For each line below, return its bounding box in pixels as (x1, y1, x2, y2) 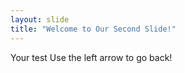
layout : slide (10, 14, 70, 25)
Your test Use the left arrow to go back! (10, 51, 173, 63)
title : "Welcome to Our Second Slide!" (10, 24, 177, 34)
